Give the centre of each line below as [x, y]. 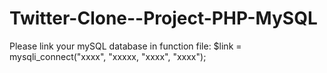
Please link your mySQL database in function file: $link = [125, 46]
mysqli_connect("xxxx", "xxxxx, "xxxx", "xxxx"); [108, 56]
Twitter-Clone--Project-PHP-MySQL [163, 18]
